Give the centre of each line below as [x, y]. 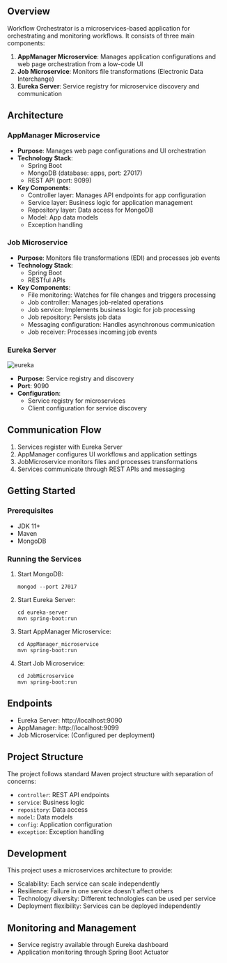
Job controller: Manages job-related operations [95, 302]
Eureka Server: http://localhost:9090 [70, 720]
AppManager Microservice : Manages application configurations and [116, 56]
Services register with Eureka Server [70, 447]
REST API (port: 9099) [60, 180]
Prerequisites [30, 511]
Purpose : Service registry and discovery [76, 378]
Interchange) [36, 79]
